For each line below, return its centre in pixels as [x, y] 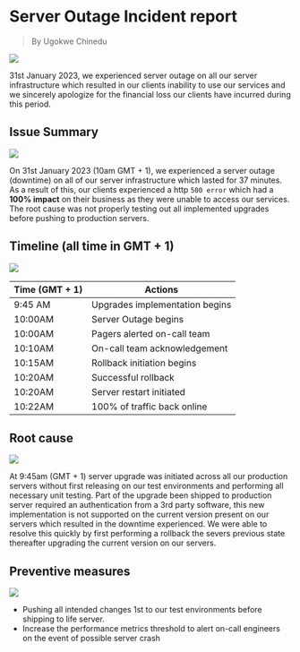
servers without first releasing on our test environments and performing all [146, 486]
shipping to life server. [63, 619]
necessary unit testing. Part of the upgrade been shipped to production [141, 495]
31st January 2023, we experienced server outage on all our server [133, 75]
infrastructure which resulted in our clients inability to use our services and [147, 85]
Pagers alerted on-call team [150, 333]
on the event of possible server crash [91, 639]
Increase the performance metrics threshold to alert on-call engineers [151, 629]
